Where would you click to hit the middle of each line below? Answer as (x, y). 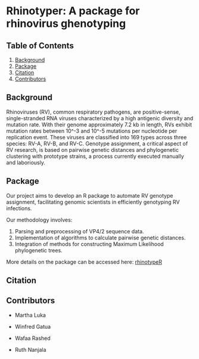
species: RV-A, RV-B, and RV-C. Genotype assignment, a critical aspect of (97, 143)
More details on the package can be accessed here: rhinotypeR (84, 262)
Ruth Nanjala (30, 349)
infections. (19, 208)
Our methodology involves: (39, 220)
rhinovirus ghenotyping (66, 24)
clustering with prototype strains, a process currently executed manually (95, 156)
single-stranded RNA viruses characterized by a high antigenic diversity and (100, 118)
